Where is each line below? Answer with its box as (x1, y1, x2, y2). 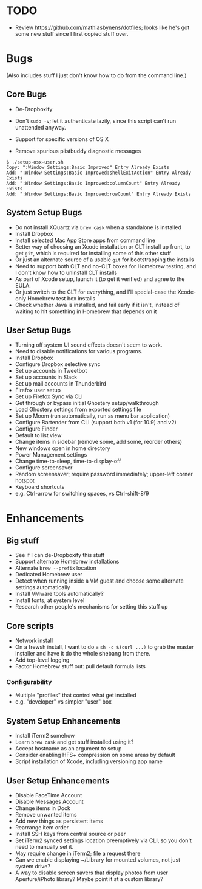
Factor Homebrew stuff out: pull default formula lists (15, 663, 146, 670)
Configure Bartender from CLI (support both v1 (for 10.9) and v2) (15, 419, 177, 426)
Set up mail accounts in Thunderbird (15, 380, 106, 387)
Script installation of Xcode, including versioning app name (15, 758, 163, 765)
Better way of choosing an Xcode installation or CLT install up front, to (15, 243, 190, 250)
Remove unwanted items (15, 811, 77, 818)
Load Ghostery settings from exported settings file (15, 406, 141, 413)
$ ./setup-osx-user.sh (6, 159, 64, 165)
